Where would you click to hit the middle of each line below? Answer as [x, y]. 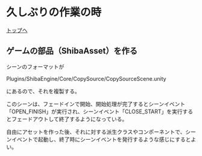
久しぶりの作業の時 [54, 12]
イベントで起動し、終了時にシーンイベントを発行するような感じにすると [101, 139]
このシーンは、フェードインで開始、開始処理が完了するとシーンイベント [96, 104]
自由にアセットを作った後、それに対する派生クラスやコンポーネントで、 [96, 132]
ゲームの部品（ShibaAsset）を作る [72, 51]
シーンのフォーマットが [35, 66]
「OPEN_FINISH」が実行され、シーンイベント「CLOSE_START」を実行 [94, 111]
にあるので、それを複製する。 [43, 91]
